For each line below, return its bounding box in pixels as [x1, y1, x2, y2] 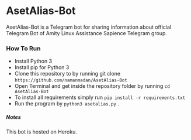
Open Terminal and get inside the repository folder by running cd [14, 83, 171, 90]
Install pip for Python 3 [14, 64, 70, 71]
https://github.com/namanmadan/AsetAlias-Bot [14, 77, 127, 83]
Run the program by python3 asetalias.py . [14, 100, 120, 107]
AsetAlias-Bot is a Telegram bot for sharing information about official [6, 23, 171, 30]
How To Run [6, 44, 41, 52]
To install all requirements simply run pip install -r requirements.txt [14, 94, 186, 101]
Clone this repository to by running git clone [14, 70, 121, 77]
